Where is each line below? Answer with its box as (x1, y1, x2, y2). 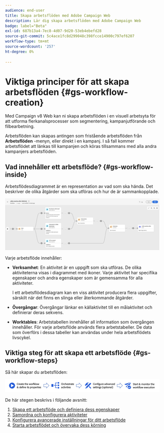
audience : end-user (5, 8, 45, 13)
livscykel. (12, 335, 31, 340)
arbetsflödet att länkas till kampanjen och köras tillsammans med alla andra (5, 144, 157, 149)
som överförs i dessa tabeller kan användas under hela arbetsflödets (12, 329, 151, 335)
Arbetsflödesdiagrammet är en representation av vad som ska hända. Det (5, 184, 153, 190)
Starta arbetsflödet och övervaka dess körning (12, 422, 106, 428)
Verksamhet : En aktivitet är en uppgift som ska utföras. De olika (12, 265, 142, 270)
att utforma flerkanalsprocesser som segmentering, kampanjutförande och (5, 118, 156, 124)
